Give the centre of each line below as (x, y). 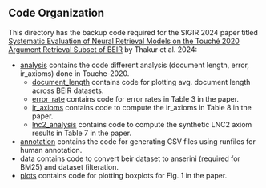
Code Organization (56, 13)
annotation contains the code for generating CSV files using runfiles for (138, 141)
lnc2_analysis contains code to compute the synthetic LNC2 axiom (142, 124)
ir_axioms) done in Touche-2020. (75, 73)
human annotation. (51, 150)
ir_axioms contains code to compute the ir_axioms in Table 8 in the (142, 107)
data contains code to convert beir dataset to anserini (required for (130, 158)
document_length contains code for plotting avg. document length (141, 82)
